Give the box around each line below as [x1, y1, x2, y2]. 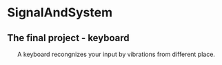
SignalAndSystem [7, 5, 112, 21]
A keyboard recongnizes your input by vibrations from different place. [17, 50, 216, 58]
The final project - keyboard [7, 32, 130, 44]
